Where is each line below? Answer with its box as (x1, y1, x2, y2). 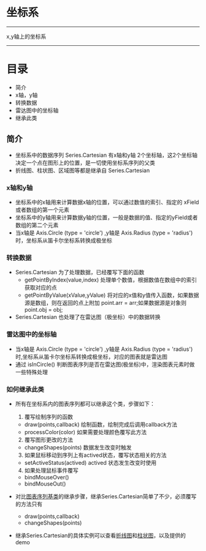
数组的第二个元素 (15, 221, 59, 228)
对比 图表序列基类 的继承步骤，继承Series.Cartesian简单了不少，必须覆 (15, 492, 191, 500)
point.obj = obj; (24, 306, 63, 313)
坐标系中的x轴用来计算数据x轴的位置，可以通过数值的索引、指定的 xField (15, 198, 199, 206)
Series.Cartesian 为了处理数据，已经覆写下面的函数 (15, 269, 145, 276)
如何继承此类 (6, 385, 45, 394)
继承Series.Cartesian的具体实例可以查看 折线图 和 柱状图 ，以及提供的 (15, 531, 186, 539)
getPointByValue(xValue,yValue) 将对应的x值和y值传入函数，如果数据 (24, 291, 199, 299)
